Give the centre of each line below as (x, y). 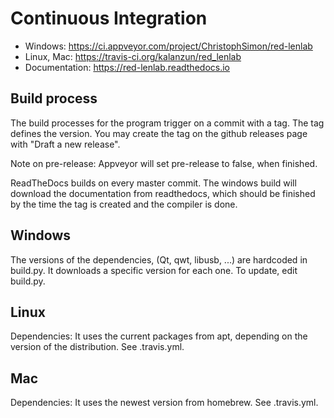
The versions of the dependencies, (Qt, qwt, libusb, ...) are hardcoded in (159, 259)
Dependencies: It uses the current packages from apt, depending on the (159, 336)
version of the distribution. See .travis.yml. (97, 347)
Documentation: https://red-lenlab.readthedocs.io (127, 67)
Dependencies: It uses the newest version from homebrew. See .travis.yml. (164, 403)
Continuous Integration (109, 18)
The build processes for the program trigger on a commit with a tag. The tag (167, 123)
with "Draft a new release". (65, 144)
